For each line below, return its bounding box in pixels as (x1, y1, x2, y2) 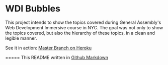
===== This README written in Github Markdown (5, 54, 109, 60)
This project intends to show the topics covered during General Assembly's (5, 19, 161, 25)
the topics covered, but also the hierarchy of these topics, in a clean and (5, 30, 155, 36)
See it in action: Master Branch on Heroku (5, 45, 92, 51)
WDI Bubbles (5, 3, 60, 14)
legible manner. (5, 35, 37, 41)
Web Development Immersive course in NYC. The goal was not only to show (5, 24, 163, 30)
